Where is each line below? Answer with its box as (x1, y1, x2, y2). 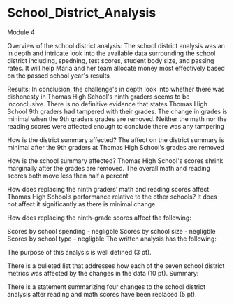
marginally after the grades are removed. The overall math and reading (7, 164, 211, 172)
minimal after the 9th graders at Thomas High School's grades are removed (7, 143, 225, 151)
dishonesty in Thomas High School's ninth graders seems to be (7, 92, 190, 101)
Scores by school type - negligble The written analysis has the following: (7, 234, 217, 243)
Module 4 (7, 28, 35, 36)
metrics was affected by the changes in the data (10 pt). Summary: (7, 269, 199, 277)
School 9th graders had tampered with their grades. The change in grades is (7, 107, 228, 115)
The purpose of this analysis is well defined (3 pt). (7, 248, 152, 256)
